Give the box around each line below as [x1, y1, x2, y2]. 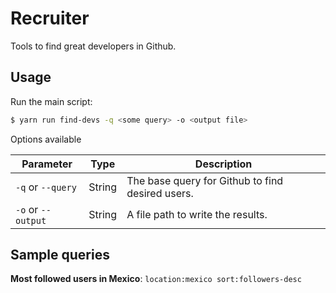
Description [194, 157, 253, 171]
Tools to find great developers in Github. [10, 40, 177, 52]
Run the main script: [10, 95, 93, 107]
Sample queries [10, 247, 110, 264]
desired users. [126, 186, 194, 200]
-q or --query [15, 180, 77, 194]
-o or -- [15, 202, 52, 216]
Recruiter [10, 7, 90, 30]
